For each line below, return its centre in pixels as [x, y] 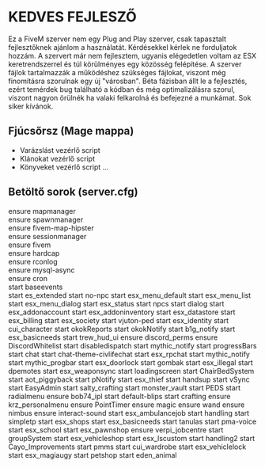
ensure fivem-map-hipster [51, 228]
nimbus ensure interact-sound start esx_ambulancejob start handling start [129, 413]
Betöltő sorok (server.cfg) [73, 192]
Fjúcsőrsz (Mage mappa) [71, 131]
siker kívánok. [31, 106]
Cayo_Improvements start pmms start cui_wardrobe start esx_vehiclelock [127, 447]
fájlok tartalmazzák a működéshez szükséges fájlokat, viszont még [117, 72]
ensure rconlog [33, 261]
